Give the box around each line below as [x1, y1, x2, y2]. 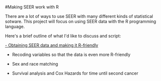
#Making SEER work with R [5, 4, 59, 10]
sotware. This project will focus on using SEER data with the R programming [5, 19, 156, 24]
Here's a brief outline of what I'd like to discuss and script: [5, 33, 121, 39]
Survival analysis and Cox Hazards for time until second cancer [12, 70, 139, 76]
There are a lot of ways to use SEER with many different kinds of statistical [5, 13, 153, 19]
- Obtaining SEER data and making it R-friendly [5, 42, 98, 48]
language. [5, 24, 25, 29]
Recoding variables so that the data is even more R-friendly [12, 52, 131, 57]
